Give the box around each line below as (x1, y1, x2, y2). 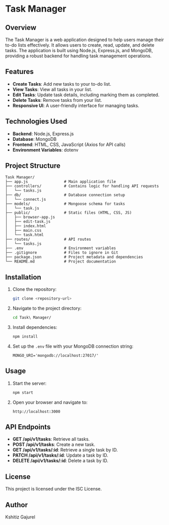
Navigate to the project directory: (12, 305, 82, 312)
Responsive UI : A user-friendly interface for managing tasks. (12, 102, 140, 108)
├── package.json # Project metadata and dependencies (5, 254, 143, 260)
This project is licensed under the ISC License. (5, 486, 102, 492)
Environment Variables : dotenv (12, 146, 79, 153)
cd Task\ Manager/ (12, 315, 51, 320)
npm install (12, 334, 38, 339)
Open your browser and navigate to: (12, 399, 88, 405)
